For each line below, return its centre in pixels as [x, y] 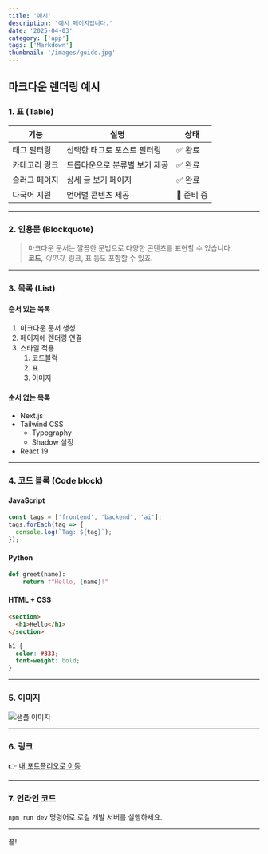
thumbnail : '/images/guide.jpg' [62, 53]
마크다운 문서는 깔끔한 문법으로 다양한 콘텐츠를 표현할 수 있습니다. [130, 247]
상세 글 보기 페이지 [99, 180]
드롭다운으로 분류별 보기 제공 [118, 164]
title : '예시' [30, 16]
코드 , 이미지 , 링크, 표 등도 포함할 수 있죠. [90, 258]
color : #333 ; [37, 654]
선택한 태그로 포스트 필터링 [114, 150]
